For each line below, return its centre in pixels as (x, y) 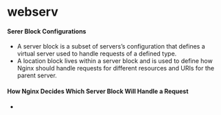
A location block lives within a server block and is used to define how (115, 61)
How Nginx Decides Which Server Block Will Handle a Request (98, 91)
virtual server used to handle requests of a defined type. (97, 54)
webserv (33, 12)
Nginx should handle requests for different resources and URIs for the (116, 68)
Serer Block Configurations (47, 31)
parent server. (37, 75)
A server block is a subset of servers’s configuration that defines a (111, 47)
